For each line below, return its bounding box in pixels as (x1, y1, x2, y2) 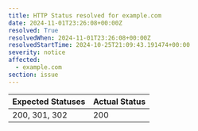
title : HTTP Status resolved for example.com (8, 11, 161, 20)
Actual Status (92, 96, 146, 107)
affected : (8, 56, 41, 64)
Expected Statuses (12, 96, 86, 107)
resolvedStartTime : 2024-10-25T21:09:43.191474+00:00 (8, 41, 191, 49)
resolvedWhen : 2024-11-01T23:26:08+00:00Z (8, 33, 151, 42)
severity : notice (8, 48, 66, 56)
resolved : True (8, 26, 59, 34)
